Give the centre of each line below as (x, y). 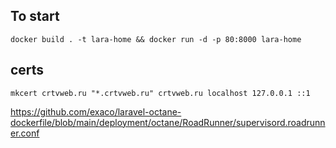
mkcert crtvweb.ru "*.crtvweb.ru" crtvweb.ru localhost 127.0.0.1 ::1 (160, 93)
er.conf (25, 133)
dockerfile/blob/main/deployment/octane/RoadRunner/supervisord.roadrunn (168, 122)
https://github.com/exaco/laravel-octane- (96, 111)
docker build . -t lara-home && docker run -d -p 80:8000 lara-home (156, 39)
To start (35, 16)
